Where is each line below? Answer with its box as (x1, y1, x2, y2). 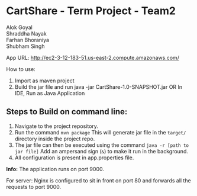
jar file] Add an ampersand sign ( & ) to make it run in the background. (14, 147, 188, 155)
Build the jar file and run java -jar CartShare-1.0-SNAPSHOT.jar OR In (14, 83, 183, 90)
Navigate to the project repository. (14, 123, 99, 130)
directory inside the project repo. (14, 135, 95, 142)
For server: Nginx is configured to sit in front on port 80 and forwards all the (6, 176, 191, 184)
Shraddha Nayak (6, 30, 47, 37)
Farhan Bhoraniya (6, 36, 49, 43)
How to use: (6, 65, 35, 72)
